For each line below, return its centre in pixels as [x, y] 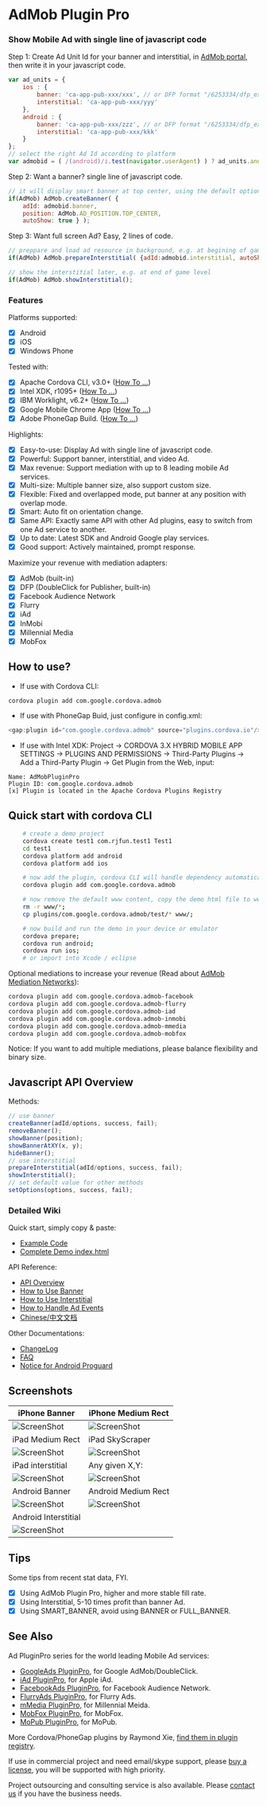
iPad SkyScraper [120, 1440]
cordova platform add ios [66, 863]
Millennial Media [46, 632]
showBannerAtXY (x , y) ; [46, 1145]
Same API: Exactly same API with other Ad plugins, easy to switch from [136, 521]
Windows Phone [46, 351]
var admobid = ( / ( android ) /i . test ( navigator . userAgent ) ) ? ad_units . [129, 162]
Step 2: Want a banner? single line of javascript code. [95, 176]
